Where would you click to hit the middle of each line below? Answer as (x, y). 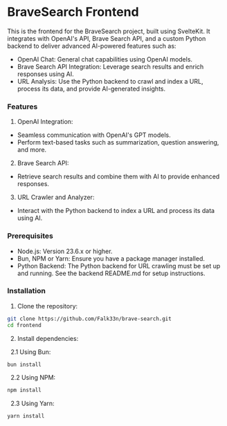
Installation (27, 291)
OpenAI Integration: (45, 122)
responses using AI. (45, 74)
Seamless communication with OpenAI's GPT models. (94, 135)
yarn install (26, 416)
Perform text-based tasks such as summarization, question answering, (118, 142)
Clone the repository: (47, 306)
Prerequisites (30, 236)
